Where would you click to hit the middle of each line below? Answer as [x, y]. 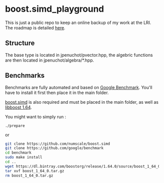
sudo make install [24, 158]
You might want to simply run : [36, 116]
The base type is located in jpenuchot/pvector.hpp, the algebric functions [79, 55]
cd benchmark [18, 153]
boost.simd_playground [54, 9]
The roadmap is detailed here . [35, 27]
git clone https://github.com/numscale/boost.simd [58, 144]
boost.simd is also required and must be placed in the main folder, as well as [82, 102]
